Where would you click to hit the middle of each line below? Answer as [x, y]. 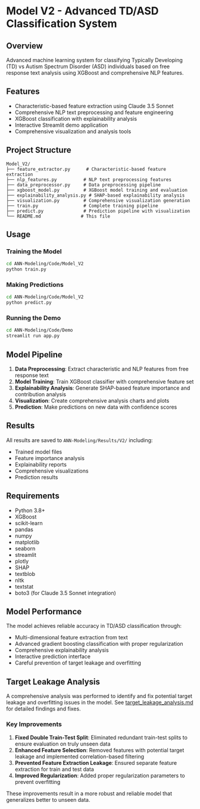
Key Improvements [34, 724]
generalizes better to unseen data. [48, 799]
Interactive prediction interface [53, 657]
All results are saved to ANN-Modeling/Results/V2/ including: [79, 440]
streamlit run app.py [33, 336]
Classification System [62, 24]
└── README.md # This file [58, 216]
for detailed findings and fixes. [44, 709]
